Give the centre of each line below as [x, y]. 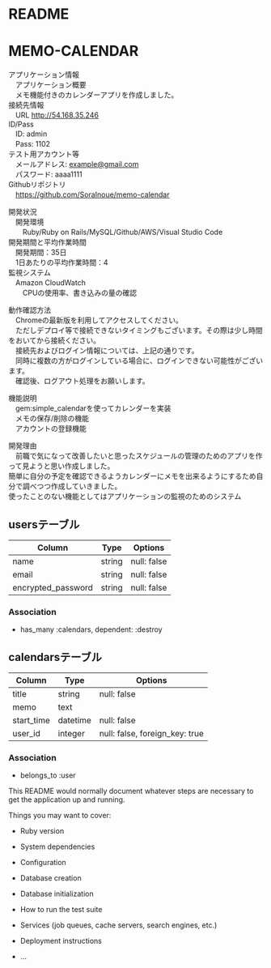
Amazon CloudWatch [51, 283]
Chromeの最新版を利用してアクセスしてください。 [99, 320]
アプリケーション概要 [51, 85]
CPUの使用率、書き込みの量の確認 [80, 293]
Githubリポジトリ [37, 185]
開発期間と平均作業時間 [47, 242]
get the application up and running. [67, 800]
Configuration [43, 863]
